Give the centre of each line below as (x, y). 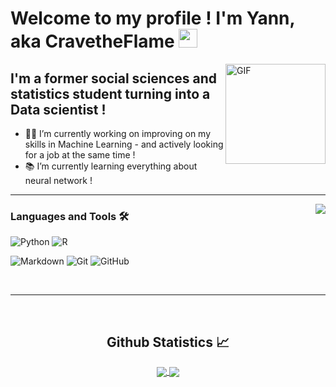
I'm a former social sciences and (114, 78)
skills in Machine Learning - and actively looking (124, 144)
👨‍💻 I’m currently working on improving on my (118, 133)
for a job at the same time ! (80, 155)
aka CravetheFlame (92, 41)
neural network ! (58, 180)
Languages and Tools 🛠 (70, 216)
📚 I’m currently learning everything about (111, 166)
